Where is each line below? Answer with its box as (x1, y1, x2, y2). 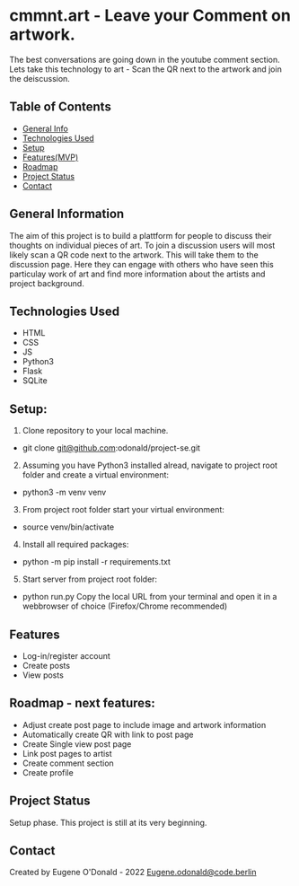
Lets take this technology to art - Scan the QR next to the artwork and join (9, 64, 283, 75)
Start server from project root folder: (22, 574, 158, 584)
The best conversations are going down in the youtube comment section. (9, 54, 280, 65)
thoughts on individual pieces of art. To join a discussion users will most (9, 240, 276, 250)
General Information (9, 206, 125, 222)
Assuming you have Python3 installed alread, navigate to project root (22, 460, 278, 471)
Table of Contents (9, 100, 112, 115)
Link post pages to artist (22, 748, 112, 759)
